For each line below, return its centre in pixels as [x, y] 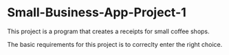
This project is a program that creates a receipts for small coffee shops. [108, 31]
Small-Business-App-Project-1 [97, 13]
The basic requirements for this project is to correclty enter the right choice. [115, 44]
